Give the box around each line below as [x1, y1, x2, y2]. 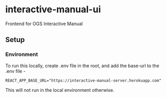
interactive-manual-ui [5, 4, 101, 15]
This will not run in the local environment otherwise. [5, 87, 114, 93]
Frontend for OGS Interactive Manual [5, 21, 83, 27]
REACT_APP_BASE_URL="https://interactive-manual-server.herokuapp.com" [5, 78, 161, 83]
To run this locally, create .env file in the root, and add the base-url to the [5, 63, 160, 69]
